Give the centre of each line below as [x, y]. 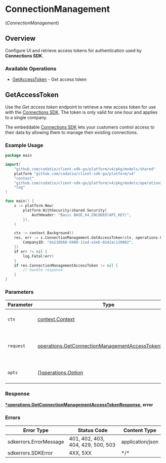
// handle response [43, 270]
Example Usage [24, 145]
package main [19, 156]
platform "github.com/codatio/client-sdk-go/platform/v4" [75, 174]
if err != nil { [31, 252]
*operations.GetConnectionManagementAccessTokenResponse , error [79, 404]
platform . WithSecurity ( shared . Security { [65, 210]
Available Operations [31, 68]
